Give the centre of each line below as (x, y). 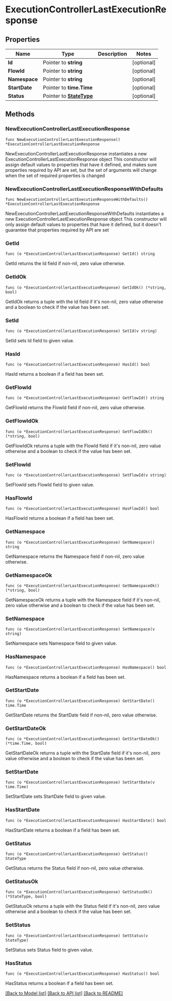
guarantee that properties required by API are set (57, 230)
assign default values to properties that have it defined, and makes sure (81, 164)
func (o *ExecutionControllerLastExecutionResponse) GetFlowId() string (85, 398)
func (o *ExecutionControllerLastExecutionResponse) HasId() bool (78, 365)
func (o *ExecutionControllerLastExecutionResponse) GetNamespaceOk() (82, 586)
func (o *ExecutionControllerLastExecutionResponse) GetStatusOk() (79, 892)
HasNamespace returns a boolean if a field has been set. (65, 677)
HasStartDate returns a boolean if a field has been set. (63, 830)
